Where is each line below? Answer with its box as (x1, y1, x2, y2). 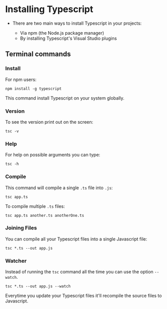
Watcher (5, 257, 27, 264)
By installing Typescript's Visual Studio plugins (20, 35, 117, 41)
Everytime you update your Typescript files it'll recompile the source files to (5, 293, 162, 299)
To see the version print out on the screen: (5, 119, 94, 125)
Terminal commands (5, 50, 71, 58)
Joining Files (5, 224, 37, 231)
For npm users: (5, 76, 37, 83)
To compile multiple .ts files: (5, 203, 65, 209)
